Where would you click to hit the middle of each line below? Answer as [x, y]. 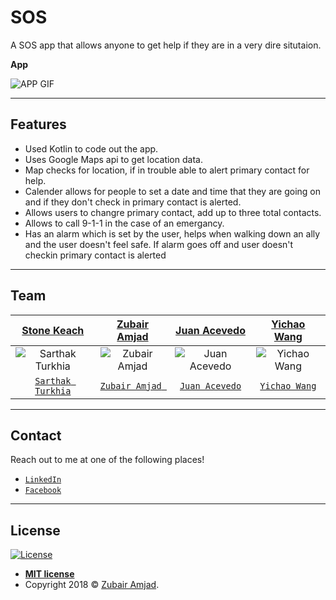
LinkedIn [43, 480]
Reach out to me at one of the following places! [107, 460]
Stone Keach [53, 330]
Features [38, 124]
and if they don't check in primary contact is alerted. [133, 202]
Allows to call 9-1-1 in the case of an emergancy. [124, 223]
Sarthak [53, 380]
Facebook [43, 491]
